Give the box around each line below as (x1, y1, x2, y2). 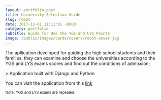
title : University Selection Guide (5, 12, 81, 17)
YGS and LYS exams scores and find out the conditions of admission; (5, 60, 150, 66)
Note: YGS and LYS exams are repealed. (5, 90, 76, 95)
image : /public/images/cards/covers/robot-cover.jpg (5, 36, 119, 41)
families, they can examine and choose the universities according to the (5, 55, 156, 61)
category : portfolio (5, 26, 49, 31)
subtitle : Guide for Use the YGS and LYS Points (5, 31, 110, 36)
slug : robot (5, 17, 30, 22)
